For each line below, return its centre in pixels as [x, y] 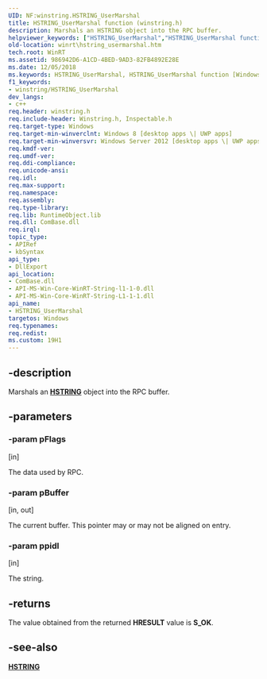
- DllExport [28, 267]
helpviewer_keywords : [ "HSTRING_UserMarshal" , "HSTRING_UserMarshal [122, 38]
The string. [26, 579]
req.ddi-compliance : [43, 164]
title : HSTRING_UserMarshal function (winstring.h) [95, 23]
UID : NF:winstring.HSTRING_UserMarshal [74, 15]
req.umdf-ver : [32, 156]
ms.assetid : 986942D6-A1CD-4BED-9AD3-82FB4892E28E [94, 60]
